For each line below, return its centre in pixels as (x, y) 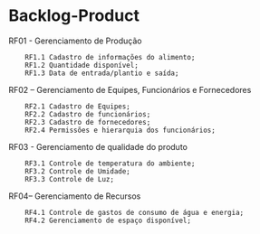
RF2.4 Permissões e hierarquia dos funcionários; (120, 130)
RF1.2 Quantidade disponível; (82, 65)
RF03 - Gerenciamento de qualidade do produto (98, 146)
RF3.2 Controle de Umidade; (77, 171)
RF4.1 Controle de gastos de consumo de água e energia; (135, 212)
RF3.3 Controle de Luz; (70, 179)
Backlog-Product (74, 16)
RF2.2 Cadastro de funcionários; (88, 114)
